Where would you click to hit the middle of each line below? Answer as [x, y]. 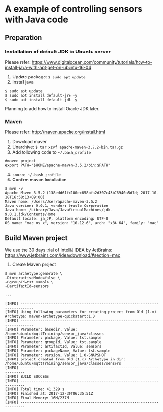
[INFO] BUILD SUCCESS [27, 376]
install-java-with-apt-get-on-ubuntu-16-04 [48, 67]
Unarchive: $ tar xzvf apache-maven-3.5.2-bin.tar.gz [68, 147]
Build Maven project [36, 238]
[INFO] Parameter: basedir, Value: [41, 329]
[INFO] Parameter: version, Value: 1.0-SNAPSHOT [56, 355]
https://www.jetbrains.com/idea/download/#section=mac [63, 255]
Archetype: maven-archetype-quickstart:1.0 [50, 316]
